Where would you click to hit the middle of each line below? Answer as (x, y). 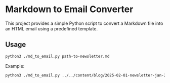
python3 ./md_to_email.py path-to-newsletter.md (57, 56)
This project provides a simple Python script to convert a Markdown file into (84, 23)
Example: (15, 66)
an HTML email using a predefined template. (52, 28)
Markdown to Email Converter (69, 9)
